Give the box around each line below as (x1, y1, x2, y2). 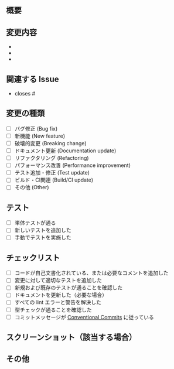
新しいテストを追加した (14, 227, 71, 234)
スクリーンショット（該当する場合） (6, 333, 137, 343)
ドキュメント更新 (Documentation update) (14, 147, 117, 154)
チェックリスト (6, 252, 60, 262)
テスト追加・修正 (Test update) (14, 169, 90, 176)
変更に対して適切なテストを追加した (14, 277, 103, 284)
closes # (14, 90, 36, 97)
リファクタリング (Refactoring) (14, 155, 89, 162)
